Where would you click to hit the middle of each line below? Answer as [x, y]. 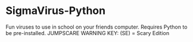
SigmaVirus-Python [55, 11]
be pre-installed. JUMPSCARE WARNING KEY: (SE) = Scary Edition [88, 33]
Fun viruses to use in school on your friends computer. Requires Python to [96, 27]
